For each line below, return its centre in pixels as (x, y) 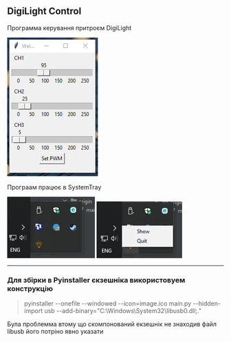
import (33, 311)
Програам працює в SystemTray (54, 187)
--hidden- (207, 304)
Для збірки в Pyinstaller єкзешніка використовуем (96, 280)
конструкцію (30, 288)
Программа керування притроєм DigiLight (69, 27)
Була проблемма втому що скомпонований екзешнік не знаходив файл (112, 324)
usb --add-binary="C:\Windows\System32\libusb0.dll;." (123, 311)
